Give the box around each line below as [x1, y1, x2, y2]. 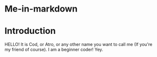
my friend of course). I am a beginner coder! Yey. [4, 47, 103, 53]
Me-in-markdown [4, 3, 78, 14]
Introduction [4, 26, 56, 37]
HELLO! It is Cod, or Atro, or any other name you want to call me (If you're [4, 42, 153, 47]
